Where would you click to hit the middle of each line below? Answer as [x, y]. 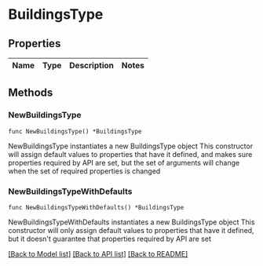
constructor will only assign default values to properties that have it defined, [131, 230]
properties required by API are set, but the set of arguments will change [124, 162]
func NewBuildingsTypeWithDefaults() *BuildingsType [96, 207]
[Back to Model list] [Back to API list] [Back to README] [98, 253]
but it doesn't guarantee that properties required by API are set [110, 239]
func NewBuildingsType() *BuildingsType [75, 131]
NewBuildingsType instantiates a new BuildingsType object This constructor [131, 146]
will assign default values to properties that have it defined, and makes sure [130, 154]
